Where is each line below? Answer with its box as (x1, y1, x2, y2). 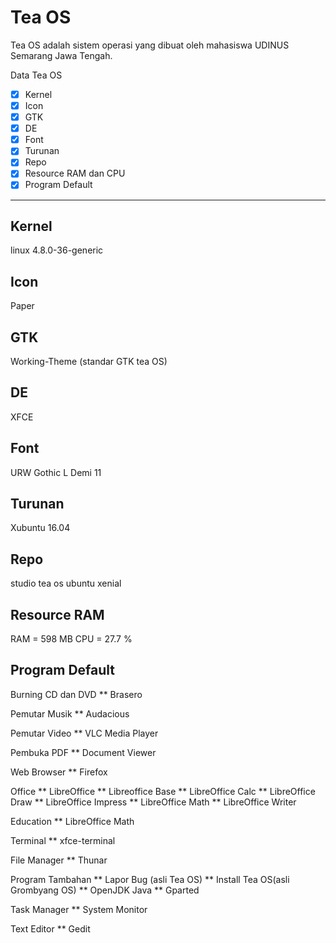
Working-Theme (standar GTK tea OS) (10, 355, 168, 367)
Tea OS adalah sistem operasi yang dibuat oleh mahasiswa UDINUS (10, 39, 290, 51)
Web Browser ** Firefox (10, 766, 108, 778)
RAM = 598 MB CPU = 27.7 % (10, 633, 133, 645)
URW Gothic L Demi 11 (10, 466, 102, 478)
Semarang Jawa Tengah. (10, 49, 113, 61)
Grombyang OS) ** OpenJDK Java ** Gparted (10, 884, 200, 896)
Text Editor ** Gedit (10, 922, 91, 935)
